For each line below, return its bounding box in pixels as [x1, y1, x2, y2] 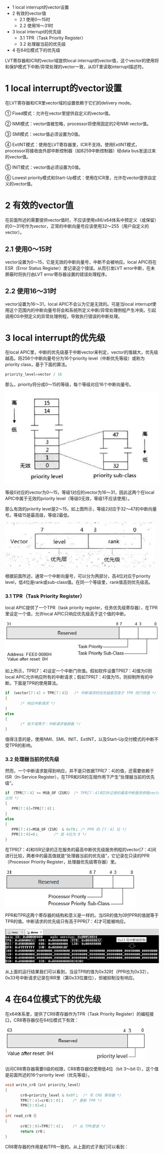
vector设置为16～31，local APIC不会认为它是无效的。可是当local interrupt [5, 301, 152, 307]
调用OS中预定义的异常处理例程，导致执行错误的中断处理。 [5, 313, 123, 319]
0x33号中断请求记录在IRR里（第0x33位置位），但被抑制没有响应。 [5, 975, 138, 981]
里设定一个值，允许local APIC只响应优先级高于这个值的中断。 [5, 611, 128, 617]
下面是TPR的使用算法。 [13, 680, 61, 686]
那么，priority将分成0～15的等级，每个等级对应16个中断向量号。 [5, 382, 134, 388]
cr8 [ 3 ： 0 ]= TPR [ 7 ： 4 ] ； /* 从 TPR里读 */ [20, 1124, 106, 1128]
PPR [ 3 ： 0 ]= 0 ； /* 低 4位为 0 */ [11, 832, 87, 837]
